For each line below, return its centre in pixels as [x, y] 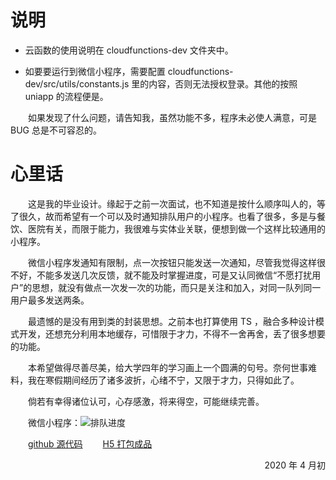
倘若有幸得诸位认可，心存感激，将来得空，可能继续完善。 [146, 401]
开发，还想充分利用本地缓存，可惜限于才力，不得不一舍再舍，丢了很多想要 [172, 333]
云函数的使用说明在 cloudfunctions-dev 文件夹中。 [129, 50]
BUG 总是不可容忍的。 [56, 130]
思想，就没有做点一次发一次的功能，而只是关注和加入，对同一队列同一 [176, 287]
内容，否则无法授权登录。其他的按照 [223, 83]
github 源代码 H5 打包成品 [90, 443]
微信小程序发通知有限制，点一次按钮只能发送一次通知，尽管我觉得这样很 [177, 262]
